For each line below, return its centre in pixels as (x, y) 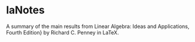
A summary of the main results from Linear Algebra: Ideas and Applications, (98, 26)
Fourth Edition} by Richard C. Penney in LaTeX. (63, 32)
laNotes (26, 10)
